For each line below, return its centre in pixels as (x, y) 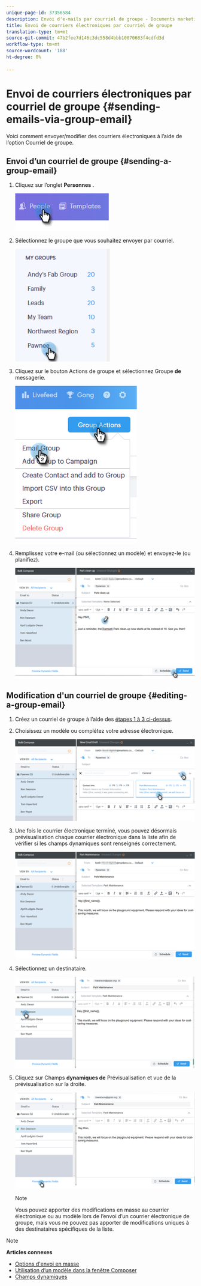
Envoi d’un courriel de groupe (62, 161)
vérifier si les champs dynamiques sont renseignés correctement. (96, 843)
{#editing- (167, 695)
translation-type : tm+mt (37, 32)
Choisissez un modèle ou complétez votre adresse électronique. (94, 731)
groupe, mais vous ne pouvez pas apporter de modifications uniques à (102, 1222)
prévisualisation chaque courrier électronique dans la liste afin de (95, 837)
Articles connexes (29, 1252)
